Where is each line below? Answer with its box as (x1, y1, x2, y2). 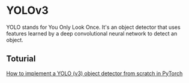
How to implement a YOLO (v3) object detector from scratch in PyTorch (6, 70, 183, 77)
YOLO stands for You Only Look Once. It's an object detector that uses (6, 23, 181, 31)
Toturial (6, 54, 36, 64)
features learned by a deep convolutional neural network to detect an (6, 29, 178, 37)
